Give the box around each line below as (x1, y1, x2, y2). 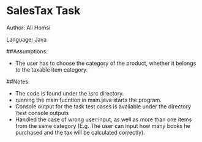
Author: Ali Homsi (6, 24, 51, 31)
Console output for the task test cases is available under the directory (15, 102, 192, 110)
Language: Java (6, 35, 47, 43)
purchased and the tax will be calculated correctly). (15, 129, 145, 136)
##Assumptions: (6, 47, 48, 55)
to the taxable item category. (15, 65, 88, 73)
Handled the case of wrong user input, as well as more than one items (15, 116, 192, 123)
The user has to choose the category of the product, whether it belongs (15, 59, 196, 67)
